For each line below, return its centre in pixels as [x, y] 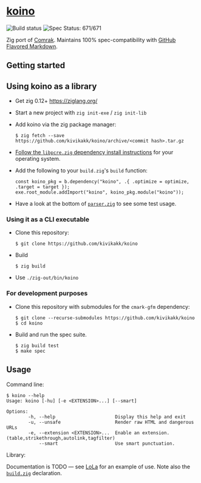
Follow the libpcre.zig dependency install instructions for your [94, 152]
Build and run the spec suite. [51, 334]
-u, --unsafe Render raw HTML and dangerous [111, 422]
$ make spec [30, 351]
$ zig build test [37, 345]
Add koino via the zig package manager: [66, 125]
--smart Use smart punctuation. [107, 443]
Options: [17, 411]
